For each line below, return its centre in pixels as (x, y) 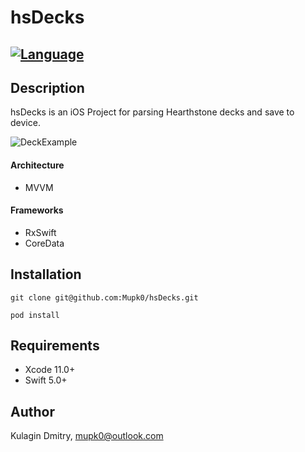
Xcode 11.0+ (50, 370)
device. (25, 123)
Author (32, 411)
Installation (46, 274)
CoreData (44, 243)
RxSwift (40, 232)
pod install (35, 315)
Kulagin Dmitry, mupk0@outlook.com (87, 436)
